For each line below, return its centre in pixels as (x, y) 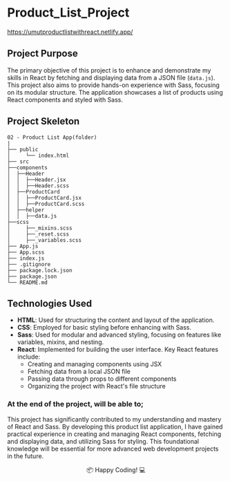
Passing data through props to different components (102, 379)
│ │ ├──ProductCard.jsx (44, 198)
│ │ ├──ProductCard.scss (46, 204)
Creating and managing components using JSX (95, 364)
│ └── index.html (38, 155)
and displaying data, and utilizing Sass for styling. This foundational (103, 441)
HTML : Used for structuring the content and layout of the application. (116, 320)
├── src (18, 161)
